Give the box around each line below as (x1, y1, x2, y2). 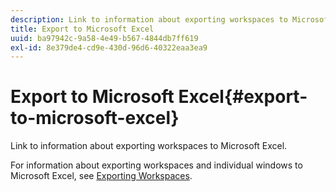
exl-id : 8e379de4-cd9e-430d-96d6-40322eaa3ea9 (10, 42, 208, 53)
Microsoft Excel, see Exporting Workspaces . (10, 170, 193, 182)
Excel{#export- (178, 86, 308, 108)
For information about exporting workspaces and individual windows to (10, 159, 303, 171)
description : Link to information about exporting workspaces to (10, 14, 288, 25)
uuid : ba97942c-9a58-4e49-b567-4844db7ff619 (10, 33, 199, 43)
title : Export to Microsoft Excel (10, 24, 155, 34)
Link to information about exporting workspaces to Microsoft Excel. (10, 140, 288, 152)
